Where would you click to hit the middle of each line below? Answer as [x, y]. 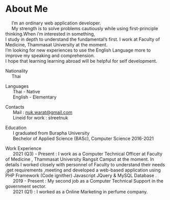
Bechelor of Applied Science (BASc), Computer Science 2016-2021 [83, 138]
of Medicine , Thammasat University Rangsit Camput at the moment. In [80, 159]
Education [16, 128]
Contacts [15, 107]
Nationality [17, 71]
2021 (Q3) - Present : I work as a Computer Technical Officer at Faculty [87, 154]
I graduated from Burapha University [51, 133]
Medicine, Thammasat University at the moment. [56, 44]
